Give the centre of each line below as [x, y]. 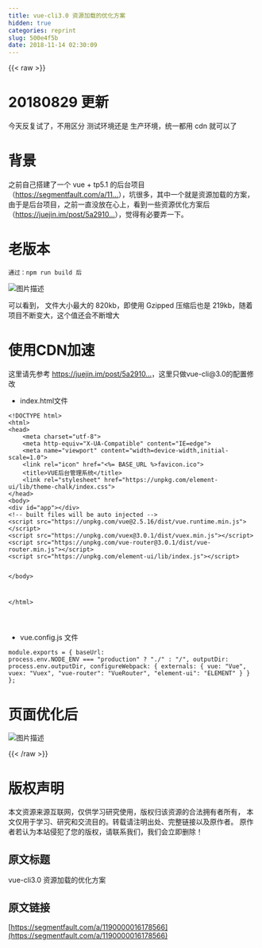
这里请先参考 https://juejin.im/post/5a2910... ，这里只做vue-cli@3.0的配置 [128, 374]
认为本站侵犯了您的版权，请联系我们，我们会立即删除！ [112, 832]
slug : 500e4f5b [33, 38]
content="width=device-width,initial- [164, 450]
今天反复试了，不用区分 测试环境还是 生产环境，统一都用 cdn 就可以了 [123, 126]
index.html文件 [44, 400]
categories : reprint [42, 30]
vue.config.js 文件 [49, 638]
